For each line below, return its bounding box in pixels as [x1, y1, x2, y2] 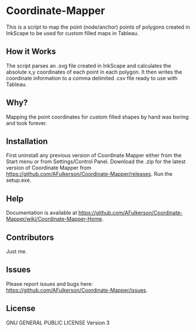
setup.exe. [6, 177, 32, 184]
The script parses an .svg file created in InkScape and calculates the [6, 62, 171, 69]
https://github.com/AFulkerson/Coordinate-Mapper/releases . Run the [6, 171, 173, 178]
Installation [6, 136, 48, 146]
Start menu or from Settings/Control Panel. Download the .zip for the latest [6, 158, 186, 165]
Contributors [6, 232, 54, 242]
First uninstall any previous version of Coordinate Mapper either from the [6, 152, 182, 159]
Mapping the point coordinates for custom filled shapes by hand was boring [6, 113, 189, 120]
